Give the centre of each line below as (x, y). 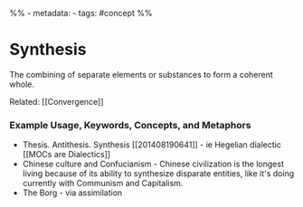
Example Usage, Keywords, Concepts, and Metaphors (130, 125)
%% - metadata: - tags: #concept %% (81, 13)
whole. (22, 84)
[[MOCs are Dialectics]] (66, 155)
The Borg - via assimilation (72, 193)
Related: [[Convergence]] (57, 101)
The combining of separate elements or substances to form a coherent (141, 74)
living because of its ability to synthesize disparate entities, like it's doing (158, 174)
